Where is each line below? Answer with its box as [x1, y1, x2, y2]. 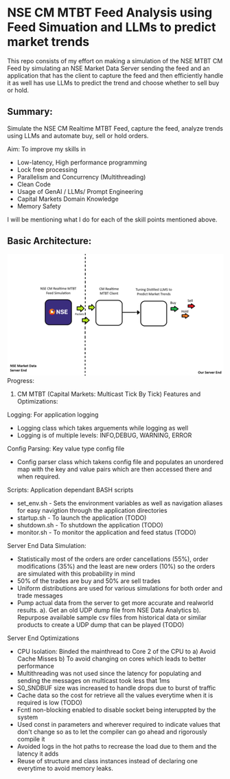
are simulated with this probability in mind [16, 569, 135, 578]
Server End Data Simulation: [7, 542, 87, 550]
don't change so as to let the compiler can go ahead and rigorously [16, 727, 207, 736]
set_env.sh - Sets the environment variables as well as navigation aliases [16, 499, 223, 507]
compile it [16, 735, 45, 743]
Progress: [7, 377, 34, 385]
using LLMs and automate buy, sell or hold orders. [7, 131, 149, 140]
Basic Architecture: [7, 235, 92, 247]
